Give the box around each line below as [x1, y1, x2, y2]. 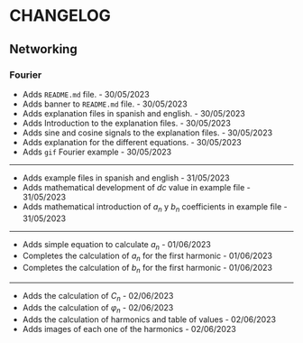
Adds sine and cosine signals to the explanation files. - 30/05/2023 [22, 127, 273, 138]
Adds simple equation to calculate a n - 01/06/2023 [22, 238, 212, 252]
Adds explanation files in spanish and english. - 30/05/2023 [22, 107, 245, 118]
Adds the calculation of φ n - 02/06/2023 [22, 301, 174, 315]
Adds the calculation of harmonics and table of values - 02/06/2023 [22, 313, 277, 325]
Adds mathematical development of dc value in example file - [22, 181, 251, 192]
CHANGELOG [9, 5, 111, 26]
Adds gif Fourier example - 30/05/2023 [22, 146, 172, 157]
